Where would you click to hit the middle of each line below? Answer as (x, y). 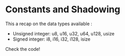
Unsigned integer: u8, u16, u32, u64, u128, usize (64, 33)
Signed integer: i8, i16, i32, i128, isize (51, 39)
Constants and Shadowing (63, 10)
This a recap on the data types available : (49, 24)
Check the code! (23, 49)
